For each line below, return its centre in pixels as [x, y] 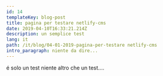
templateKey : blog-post [36, 17]
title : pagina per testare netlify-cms [56, 23]
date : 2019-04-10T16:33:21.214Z [47, 28]
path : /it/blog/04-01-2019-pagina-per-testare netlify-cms [82, 45]
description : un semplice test [45, 34]
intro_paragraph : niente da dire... [52, 51]
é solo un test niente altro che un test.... [55, 68]
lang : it [17, 39]
